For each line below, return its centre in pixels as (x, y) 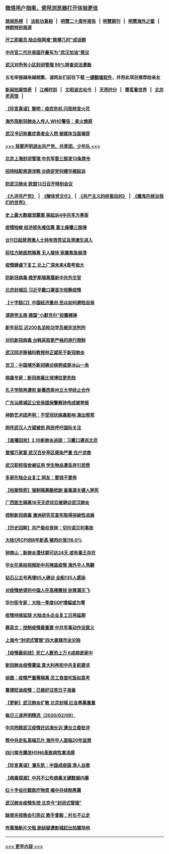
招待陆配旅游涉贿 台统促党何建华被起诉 (46, 171)
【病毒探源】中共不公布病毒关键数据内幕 (47, 778)
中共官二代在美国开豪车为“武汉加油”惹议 (47, 52)
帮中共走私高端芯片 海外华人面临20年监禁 (48, 740)
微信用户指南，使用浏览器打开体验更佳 (52, 8)
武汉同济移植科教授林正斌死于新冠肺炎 (45, 353)
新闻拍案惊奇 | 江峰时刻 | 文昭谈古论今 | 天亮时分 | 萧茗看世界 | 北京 (84, 90)
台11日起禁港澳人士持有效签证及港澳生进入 (49, 240)
